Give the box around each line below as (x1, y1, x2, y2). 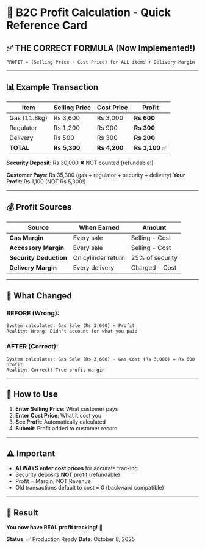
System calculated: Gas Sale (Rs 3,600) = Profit (6, 323, 135, 329)
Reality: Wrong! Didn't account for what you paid (6, 328, 138, 334)
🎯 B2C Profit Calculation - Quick (6, 6, 171, 20)
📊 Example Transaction (6, 82, 99, 92)
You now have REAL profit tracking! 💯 (6, 524, 103, 531)
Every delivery (73, 263, 115, 271)
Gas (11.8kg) (9, 113, 48, 122)
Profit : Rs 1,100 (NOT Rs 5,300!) (6, 177, 87, 185)
